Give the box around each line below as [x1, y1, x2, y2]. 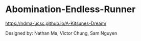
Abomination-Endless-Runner [5, 4, 136, 15]
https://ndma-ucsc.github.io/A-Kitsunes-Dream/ [5, 20, 107, 26]
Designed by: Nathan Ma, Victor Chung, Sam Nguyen [5, 30, 118, 36]
